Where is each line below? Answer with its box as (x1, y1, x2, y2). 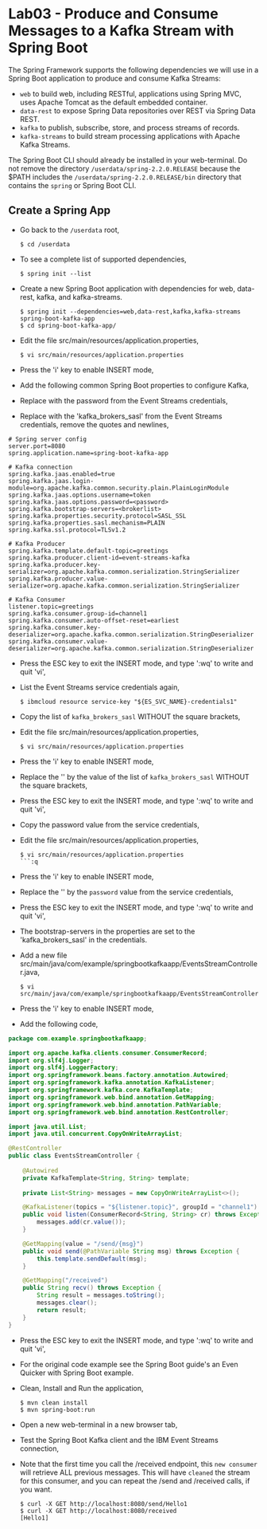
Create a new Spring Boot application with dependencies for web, (19, 284, 236, 293)
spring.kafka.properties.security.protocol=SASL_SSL (8, 512, 187, 520)
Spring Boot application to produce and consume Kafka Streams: (8, 73, 221, 83)
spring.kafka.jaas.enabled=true (8, 470, 115, 478)
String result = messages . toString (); (37, 1291, 165, 1299)
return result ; (37, 1306, 87, 1314)
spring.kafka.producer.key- (8, 560, 102, 568)
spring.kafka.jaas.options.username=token (8, 491, 151, 499)
